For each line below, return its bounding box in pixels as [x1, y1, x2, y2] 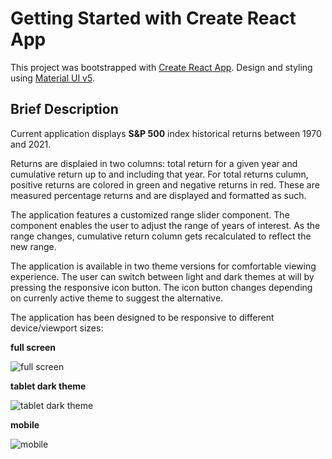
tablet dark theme [10, 380, 87, 392]
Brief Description [10, 101, 119, 118]
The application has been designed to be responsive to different [10, 311, 275, 323]
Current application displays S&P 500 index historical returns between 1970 [10, 127, 322, 139]
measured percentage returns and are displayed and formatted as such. [10, 189, 307, 201]
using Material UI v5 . [10, 72, 95, 84]
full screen [10, 341, 57, 353]
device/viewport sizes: [10, 322, 104, 334]
